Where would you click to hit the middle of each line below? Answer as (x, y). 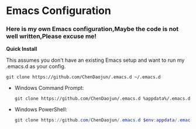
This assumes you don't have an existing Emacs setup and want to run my (95, 60)
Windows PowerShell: (41, 110)
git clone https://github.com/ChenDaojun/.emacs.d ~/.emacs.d (83, 77)
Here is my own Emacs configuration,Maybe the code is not (92, 29)
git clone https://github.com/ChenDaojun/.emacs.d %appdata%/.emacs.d (102, 99)
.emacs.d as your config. (36, 67)
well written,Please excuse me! (51, 36)
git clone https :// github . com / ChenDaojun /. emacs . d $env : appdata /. (97, 120)
